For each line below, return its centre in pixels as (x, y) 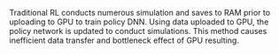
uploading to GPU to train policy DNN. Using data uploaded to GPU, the (139, 22)
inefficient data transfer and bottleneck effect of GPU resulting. (124, 40)
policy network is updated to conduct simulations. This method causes (138, 31)
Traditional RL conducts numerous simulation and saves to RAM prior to (140, 13)
